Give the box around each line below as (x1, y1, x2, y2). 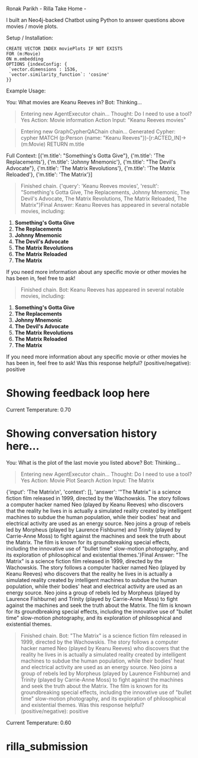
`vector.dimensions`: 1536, (8, 66, 78, 72)
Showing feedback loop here (6, 386, 150, 400)
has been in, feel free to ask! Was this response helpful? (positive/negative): (6, 360, 191, 366)
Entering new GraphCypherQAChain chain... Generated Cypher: (20, 128, 176, 135)
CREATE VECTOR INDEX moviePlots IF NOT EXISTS (6, 46, 123, 52)
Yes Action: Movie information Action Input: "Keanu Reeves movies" (20, 117, 186, 123)
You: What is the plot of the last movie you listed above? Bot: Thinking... (6, 459, 181, 466)
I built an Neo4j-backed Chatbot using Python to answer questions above (6, 17, 185, 23)
